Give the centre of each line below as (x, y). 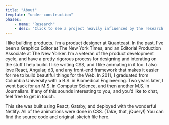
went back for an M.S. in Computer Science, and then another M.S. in (77, 86)
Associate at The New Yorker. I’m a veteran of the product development (79, 54)
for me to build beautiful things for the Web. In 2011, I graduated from (77, 75)
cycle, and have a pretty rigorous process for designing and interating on (81, 59)
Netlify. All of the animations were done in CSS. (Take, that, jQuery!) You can (84, 112)
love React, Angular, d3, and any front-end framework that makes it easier (82, 70)
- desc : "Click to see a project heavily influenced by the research (89, 29)
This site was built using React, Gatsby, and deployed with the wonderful (81, 106)
